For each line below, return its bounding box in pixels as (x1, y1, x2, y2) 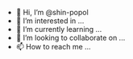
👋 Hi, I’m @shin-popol (15, 8, 89, 17)
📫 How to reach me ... (15, 42, 91, 51)
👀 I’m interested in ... (15, 16, 85, 26)
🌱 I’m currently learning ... (15, 25, 102, 33)
